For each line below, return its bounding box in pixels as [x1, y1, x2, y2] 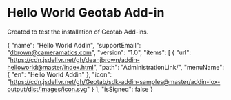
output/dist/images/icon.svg [7, 85, 88, 93]
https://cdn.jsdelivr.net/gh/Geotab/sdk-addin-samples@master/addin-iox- [10, 77, 221, 86]
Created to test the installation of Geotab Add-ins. [7, 28, 149, 36]
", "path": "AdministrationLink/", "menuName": [93, 63, 224, 71]
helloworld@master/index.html [7, 63, 94, 71]
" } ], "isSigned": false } [87, 85, 153, 93]
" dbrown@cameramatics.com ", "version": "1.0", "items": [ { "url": [7, 48, 192, 57]
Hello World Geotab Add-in [7, 5, 165, 21]
